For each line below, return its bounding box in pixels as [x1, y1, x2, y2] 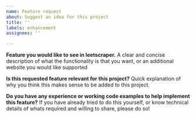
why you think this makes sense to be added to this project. [6, 81, 150, 88]
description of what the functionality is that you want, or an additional [6, 58, 174, 65]
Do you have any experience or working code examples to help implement [6, 93, 190, 100]
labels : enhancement [6, 25, 57, 31]
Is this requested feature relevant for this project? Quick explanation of [6, 75, 181, 82]
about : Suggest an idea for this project [6, 14, 109, 20]
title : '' [6, 19, 31, 25]
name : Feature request [6, 8, 62, 15]
